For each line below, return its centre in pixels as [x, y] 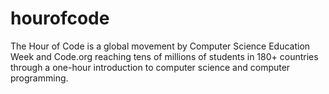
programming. [39, 78]
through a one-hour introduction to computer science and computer [150, 67]
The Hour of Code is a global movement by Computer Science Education [160, 46]
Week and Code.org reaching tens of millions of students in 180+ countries [164, 56]
